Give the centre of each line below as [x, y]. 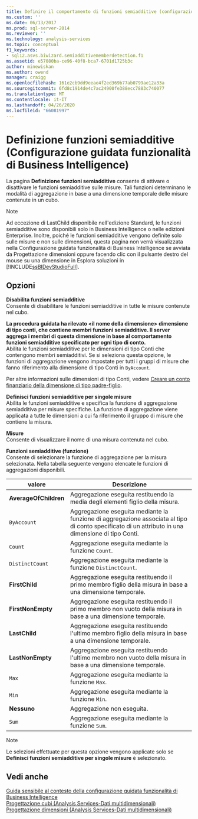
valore [37, 485]
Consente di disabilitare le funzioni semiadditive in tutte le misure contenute [98, 306]
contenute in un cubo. [33, 200]
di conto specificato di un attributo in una [127, 526]
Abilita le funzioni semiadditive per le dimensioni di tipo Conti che [85, 349]
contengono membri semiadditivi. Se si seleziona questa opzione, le [89, 355]
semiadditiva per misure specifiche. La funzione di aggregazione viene [92, 409]
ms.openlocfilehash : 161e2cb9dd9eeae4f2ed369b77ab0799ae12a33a [85, 83]
